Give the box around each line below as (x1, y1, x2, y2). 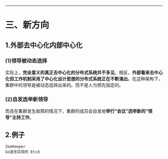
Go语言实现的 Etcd (5, 149, 40, 154)
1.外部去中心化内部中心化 (5, 41, 83, 49)
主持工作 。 (11, 114, 34, 120)
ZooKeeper (5, 144, 26, 149)
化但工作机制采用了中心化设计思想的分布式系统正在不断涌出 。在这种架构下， (5, 76, 163, 82)
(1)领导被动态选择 (5, 57, 47, 64)
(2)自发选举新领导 (5, 96, 48, 103)
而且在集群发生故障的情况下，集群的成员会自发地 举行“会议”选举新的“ (5, 108, 148, 114)
